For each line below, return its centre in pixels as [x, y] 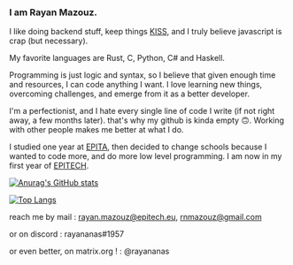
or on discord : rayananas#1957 [67, 234]
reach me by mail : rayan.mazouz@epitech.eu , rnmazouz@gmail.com [136, 217]
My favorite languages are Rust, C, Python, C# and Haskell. [117, 58]
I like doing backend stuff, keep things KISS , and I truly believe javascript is [146, 32]
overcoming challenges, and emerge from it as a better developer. [130, 94]
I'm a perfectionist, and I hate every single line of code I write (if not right [142, 111]
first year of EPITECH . [49, 166]
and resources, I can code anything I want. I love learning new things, [136, 85]
